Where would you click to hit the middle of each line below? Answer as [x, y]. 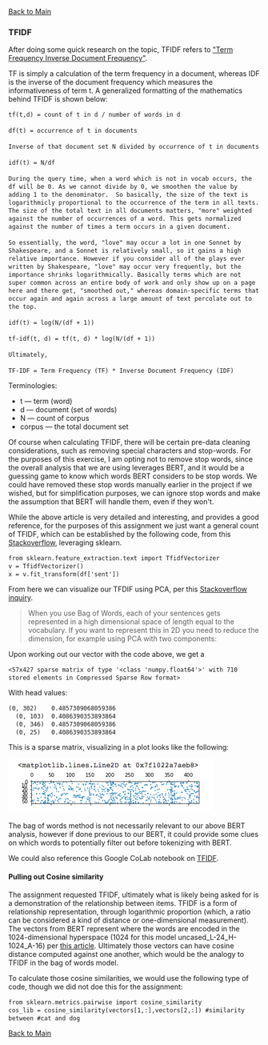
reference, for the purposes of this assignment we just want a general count [134, 526]
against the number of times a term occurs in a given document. [119, 227]
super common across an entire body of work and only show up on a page [132, 283]
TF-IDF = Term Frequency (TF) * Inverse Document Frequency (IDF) [121, 371]
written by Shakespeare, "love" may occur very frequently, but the [125, 267]
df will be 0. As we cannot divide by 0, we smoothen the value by [123, 187]
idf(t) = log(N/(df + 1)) [51, 323]
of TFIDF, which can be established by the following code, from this [120, 535]
